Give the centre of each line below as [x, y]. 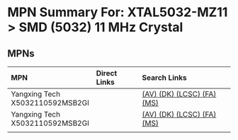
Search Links [164, 77]
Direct [107, 73]
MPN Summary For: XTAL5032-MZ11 [118, 12]
